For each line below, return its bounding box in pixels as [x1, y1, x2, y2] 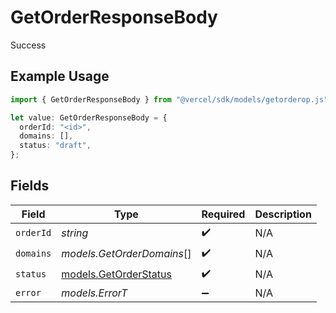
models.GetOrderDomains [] [61, 247, 192, 261]
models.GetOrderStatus [61, 267, 172, 281]
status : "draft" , [19, 141, 92, 151]
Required [201, 207, 246, 221]
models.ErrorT [61, 286, 128, 300]
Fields [10, 177, 50, 195]
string [61, 226, 89, 240]
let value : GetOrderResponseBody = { [10, 112, 168, 123]
